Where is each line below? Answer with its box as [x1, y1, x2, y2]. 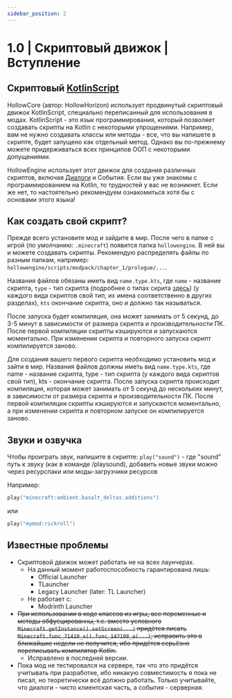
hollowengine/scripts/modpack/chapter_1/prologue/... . [7, 263, 168, 271]
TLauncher [37, 580, 69, 588]
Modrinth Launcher [37, 602, 93, 611]
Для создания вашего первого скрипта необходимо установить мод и [7, 355, 216, 364]
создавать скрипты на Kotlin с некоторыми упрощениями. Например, [7, 123, 213, 131]
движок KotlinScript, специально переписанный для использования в [7, 108, 213, 117]
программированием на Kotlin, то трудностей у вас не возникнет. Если [7, 180, 218, 189]
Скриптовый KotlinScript [7, 83, 119, 94]
